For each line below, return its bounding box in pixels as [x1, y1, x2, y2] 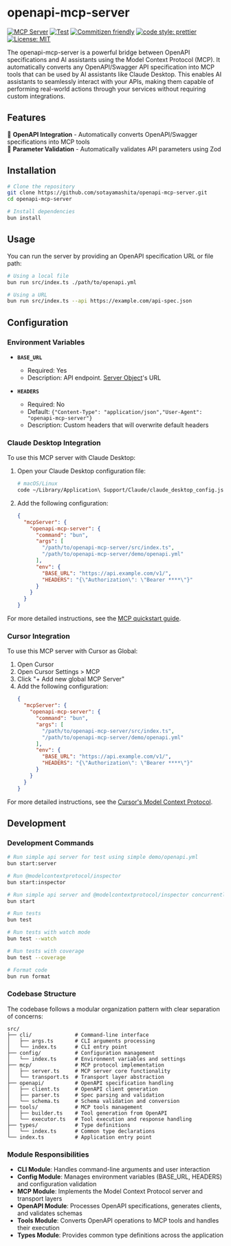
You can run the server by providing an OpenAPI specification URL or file [7, 252, 214, 260]
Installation [7, 165, 56, 177]
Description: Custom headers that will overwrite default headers [27, 421, 209, 429]
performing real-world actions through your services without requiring [7, 85, 206, 93]
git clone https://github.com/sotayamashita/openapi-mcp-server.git [7, 189, 208, 197]
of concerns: [7, 1012, 43, 1020]
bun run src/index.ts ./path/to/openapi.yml [7, 278, 137, 286]
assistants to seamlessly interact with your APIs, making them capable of [7, 77, 214, 85]
